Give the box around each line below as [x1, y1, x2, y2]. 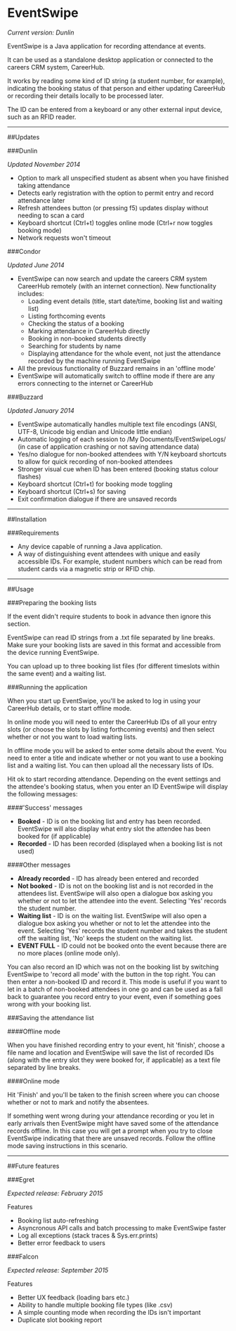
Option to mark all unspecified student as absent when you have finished [17, 174, 229, 182]
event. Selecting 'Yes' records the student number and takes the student [17, 926, 228, 935]
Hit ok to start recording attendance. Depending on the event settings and [7, 775, 221, 783]
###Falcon [7, 1252, 39, 1261]
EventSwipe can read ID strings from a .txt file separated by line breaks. [7, 633, 216, 642]
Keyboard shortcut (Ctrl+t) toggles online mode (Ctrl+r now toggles [17, 218, 213, 227]
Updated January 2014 [7, 406, 75, 414]
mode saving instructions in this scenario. [7, 1141, 128, 1149]
